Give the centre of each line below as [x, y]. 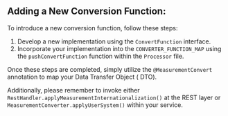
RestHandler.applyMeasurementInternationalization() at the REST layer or [114, 97]
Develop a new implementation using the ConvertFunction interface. [114, 41]
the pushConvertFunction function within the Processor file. [100, 56]
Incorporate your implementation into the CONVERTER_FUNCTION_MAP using [119, 48]
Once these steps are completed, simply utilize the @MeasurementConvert [110, 69]
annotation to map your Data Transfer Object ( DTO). [82, 77]
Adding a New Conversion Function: [87, 11]
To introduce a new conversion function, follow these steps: [93, 28]
